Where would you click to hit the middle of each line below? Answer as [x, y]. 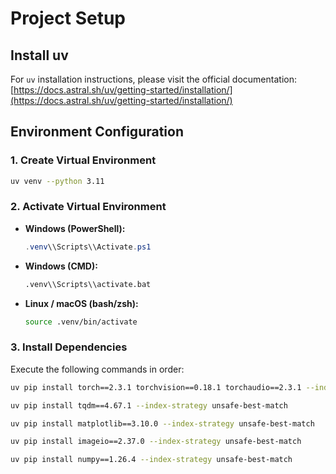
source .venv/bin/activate [81, 322]
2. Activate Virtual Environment [88, 207]
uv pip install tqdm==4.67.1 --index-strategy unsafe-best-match [149, 405]
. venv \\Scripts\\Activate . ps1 [88, 247]
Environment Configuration [97, 132]
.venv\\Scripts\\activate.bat [88, 284]
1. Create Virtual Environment [83, 160]
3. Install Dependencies [69, 347]
